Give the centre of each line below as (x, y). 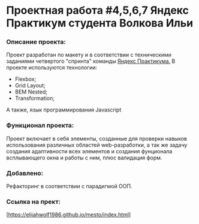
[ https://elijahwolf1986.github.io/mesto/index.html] (69, 215)
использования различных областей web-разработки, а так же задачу (97, 145)
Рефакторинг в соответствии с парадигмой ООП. (69, 186)
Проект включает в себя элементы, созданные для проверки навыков (97, 138)
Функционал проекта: (40, 125)
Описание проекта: (36, 42)
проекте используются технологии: (52, 68)
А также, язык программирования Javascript (64, 110)
